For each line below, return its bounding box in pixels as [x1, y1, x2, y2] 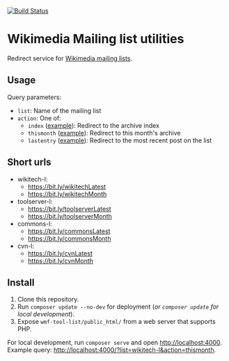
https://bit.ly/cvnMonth [27, 256, 94, 265]
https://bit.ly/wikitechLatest [27, 182, 106, 191]
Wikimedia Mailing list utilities [7, 31, 184, 47]
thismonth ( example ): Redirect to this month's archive [27, 128, 181, 137]
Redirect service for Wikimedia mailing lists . [7, 54, 133, 62]
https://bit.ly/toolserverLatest [27, 205, 111, 213]
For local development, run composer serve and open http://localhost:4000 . [7, 339, 223, 347]
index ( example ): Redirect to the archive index [27, 121, 160, 129]
